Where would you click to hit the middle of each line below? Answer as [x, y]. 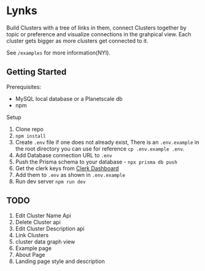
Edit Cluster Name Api [43, 215]
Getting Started [37, 72]
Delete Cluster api [38, 222]
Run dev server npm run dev [50, 181]
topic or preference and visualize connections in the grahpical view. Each [99, 34]
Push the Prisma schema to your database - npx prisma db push [96, 162]
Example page [33, 248]
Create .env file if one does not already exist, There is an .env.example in [107, 142]
